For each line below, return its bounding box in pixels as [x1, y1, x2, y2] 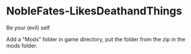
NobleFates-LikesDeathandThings [6, 4, 183, 18]
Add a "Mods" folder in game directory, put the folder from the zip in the [6, 35, 186, 43]
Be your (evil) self [6, 24, 50, 31]
